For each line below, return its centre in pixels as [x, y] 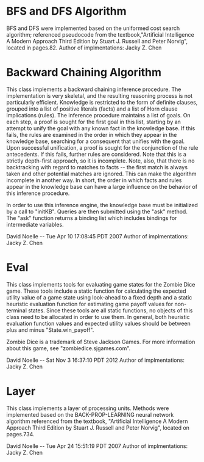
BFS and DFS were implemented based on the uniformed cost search [93, 28]
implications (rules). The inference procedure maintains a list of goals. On [98, 115]
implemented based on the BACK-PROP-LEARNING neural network [90, 414]
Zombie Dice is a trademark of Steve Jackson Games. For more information [101, 342]
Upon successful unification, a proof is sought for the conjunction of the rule [102, 147]
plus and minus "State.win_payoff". [50, 330]
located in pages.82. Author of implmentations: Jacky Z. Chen [84, 48]
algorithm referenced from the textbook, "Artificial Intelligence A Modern [97, 421]
